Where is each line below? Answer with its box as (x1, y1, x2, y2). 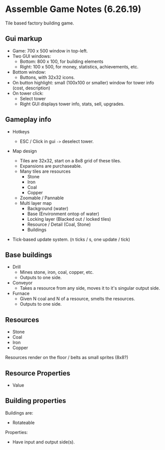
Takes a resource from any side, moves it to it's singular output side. (19, 285, 161, 291)
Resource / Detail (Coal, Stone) (27, 221, 91, 227)
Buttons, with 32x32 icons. (19, 74, 75, 80)
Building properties (5, 397, 66, 405)
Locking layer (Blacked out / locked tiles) (27, 216, 111, 222)
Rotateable (12, 420, 35, 426)
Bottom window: (12, 69, 46, 75)
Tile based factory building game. (5, 20, 74, 26)
